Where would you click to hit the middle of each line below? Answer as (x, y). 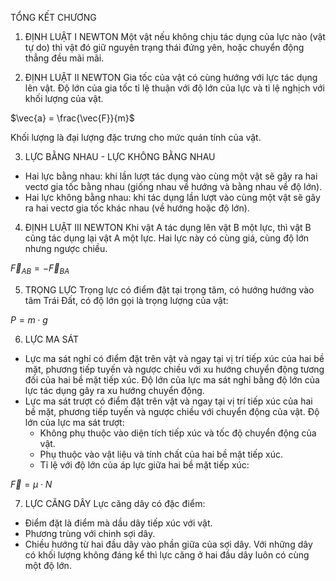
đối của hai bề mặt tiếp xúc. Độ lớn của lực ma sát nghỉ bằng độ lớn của (172, 379)
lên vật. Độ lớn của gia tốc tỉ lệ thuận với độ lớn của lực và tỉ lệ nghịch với (174, 88)
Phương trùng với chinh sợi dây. (90, 533)
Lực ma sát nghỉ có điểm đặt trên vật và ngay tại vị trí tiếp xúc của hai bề (174, 358)
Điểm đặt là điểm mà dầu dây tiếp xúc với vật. (118, 523)
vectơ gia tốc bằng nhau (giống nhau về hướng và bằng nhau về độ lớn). (173, 186)
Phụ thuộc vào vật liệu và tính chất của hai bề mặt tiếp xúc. (161, 454)
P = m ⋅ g (29, 319)
